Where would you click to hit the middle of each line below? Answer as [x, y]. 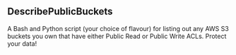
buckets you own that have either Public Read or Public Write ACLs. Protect [117, 36]
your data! [22, 43]
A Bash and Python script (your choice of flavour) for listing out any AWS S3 [118, 28]
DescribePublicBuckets [60, 12]
